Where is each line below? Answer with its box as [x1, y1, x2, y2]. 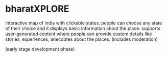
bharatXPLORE [5, 3, 69, 15]
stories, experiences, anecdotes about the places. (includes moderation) [5, 36, 158, 42]
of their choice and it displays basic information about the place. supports [5, 25, 161, 31]
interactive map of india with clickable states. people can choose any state [5, 20, 162, 26]
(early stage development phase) [5, 46, 75, 52]
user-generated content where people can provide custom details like [5, 31, 152, 37]
